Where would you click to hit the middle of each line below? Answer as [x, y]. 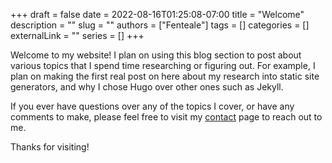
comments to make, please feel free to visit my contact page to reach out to [166, 117]
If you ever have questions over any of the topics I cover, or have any [152, 106]
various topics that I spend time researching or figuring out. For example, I [163, 65]
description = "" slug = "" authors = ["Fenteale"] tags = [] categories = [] [160, 25]
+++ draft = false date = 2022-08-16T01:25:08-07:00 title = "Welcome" [157, 14]
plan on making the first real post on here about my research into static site [165, 76]
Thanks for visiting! [50, 147]
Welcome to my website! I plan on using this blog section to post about [156, 55]
